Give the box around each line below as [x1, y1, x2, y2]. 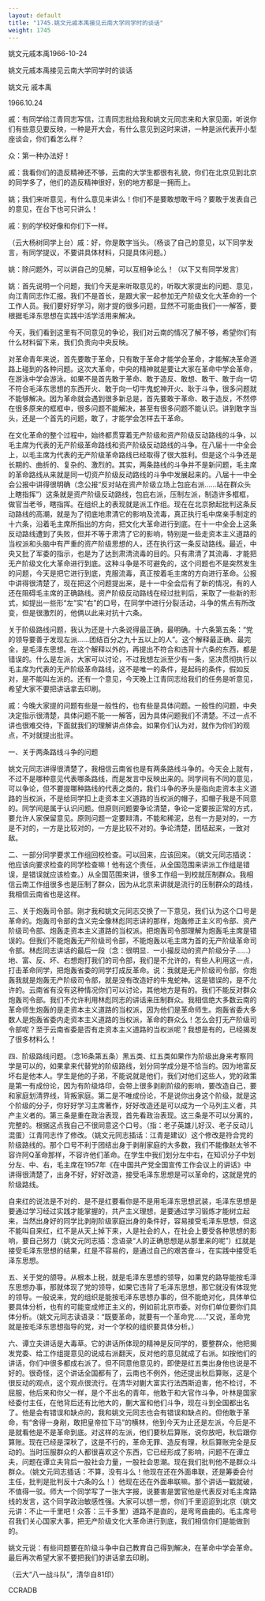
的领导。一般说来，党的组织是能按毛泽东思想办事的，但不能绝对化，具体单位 [8, 1292, 257, 1302]
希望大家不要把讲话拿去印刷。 [8, 684, 105, 693]
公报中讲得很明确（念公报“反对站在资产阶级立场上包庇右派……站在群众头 [14, 479, 252, 490]
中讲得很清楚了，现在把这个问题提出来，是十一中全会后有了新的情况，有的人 [8, 578, 257, 588]
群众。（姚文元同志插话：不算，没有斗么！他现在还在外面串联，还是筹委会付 [8, 1467, 254, 1477]
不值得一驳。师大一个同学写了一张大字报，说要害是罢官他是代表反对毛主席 [8, 1486, 250, 1497]
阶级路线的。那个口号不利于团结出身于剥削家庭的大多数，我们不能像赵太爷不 [8, 1141, 257, 1150]
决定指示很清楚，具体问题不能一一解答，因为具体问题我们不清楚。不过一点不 [8, 711, 257, 720]
